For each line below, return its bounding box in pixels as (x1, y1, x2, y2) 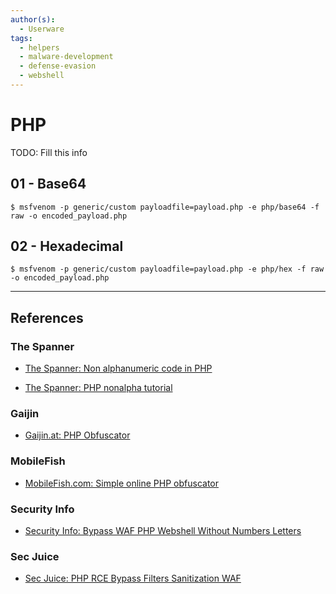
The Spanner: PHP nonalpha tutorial (24, 382, 173, 394)
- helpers (19, 42, 60, 53)
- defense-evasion (19, 61, 97, 71)
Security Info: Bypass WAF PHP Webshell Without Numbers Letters (24, 525, 302, 537)
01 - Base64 (10, 176, 87, 193)
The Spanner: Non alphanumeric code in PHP (24, 362, 213, 375)
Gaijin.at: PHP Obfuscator (24, 429, 131, 441)
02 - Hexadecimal (10, 238, 124, 255)
